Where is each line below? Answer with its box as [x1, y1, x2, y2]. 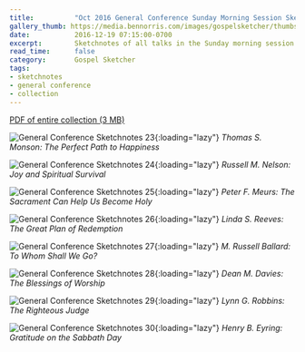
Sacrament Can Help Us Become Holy [9, 196, 152, 207]
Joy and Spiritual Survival [9, 169, 106, 180]
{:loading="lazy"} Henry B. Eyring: [154, 322, 283, 333]
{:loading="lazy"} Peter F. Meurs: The [153, 186, 295, 197]
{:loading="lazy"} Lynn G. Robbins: [153, 295, 285, 306]
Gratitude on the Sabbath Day [9, 332, 123, 343]
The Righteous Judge [9, 305, 90, 316]
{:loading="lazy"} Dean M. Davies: [153, 268, 284, 279]
